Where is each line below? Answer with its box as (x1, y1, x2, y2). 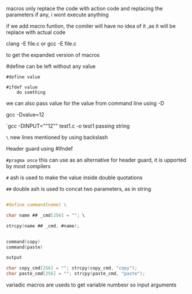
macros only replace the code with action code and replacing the (6, 5, 163, 12)
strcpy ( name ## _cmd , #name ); (6, 223, 80, 229)
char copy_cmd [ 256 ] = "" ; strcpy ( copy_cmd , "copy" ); (6, 265, 138, 271)
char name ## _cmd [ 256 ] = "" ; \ (6, 212, 85, 218)
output (6, 255, 22, 261)
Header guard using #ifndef (6, 145, 73, 152)
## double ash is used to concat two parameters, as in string (6, 186, 152, 192)
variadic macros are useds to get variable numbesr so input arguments (6, 281, 177, 288)
